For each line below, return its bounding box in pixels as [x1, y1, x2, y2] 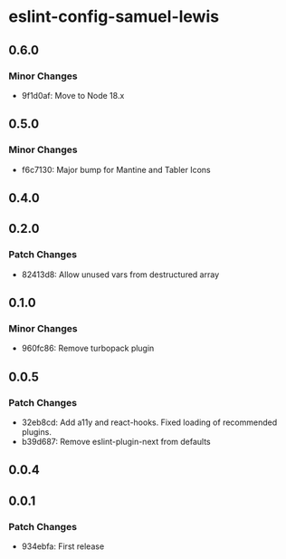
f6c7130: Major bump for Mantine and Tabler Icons [21, 164, 212, 175]
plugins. [21, 427, 52, 438]
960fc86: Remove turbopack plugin [21, 342, 155, 354]
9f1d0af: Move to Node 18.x [21, 90, 125, 101]
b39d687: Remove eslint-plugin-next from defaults [21, 437, 211, 448]
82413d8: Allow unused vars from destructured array [21, 269, 219, 280]
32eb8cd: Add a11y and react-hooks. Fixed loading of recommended [21, 417, 278, 428]
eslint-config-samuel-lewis [8, 6, 219, 27]
